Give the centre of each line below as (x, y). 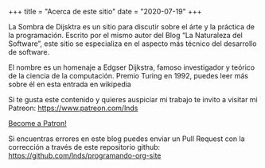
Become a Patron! (37, 123)
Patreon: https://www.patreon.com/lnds (73, 108)
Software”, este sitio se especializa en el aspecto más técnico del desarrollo (132, 44)
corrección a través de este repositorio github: (84, 147)
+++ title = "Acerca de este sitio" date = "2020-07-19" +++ (105, 11)
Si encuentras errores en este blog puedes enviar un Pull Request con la (127, 139)
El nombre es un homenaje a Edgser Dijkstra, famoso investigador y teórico (132, 67)
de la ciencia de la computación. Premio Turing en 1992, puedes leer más (129, 76)
